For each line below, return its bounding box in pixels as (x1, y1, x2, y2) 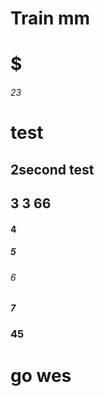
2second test (10, 161, 95, 178)
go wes (10, 364, 72, 387)
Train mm (10, 7, 91, 30)
